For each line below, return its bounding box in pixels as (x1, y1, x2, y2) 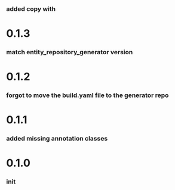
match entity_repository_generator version (6, 48, 133, 57)
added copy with (6, 5, 56, 13)
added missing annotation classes (6, 135, 108, 143)
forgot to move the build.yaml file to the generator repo (6, 91, 169, 99)
